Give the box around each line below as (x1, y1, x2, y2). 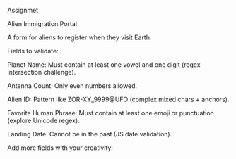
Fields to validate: (7, 47, 59, 55)
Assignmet (7, 6, 39, 14)
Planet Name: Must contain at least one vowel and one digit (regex (7, 61, 201, 69)
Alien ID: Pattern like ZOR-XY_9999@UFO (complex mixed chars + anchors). (7, 95, 230, 103)
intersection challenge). (7, 68, 76, 76)
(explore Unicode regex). (7, 116, 80, 125)
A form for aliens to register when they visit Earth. (7, 33, 152, 42)
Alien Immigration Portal (7, 20, 78, 27)
